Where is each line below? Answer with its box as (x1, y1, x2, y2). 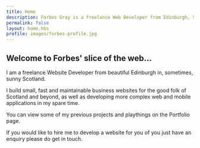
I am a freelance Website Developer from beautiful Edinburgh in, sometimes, (6, 69, 193, 76)
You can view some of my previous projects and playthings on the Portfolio (6, 111, 190, 118)
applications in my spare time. (6, 99, 80, 106)
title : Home (6, 8, 36, 15)
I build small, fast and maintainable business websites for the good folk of (6, 87, 186, 94)
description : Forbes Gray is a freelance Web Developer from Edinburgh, (6, 14, 190, 20)
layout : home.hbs (6, 25, 49, 32)
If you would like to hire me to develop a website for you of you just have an (6, 129, 192, 136)
